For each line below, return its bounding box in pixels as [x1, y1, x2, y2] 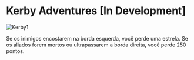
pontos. [6, 47, 25, 54]
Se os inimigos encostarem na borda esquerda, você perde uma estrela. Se [6, 35, 188, 42]
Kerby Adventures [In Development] [6, 4, 186, 18]
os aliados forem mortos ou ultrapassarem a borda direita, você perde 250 [6, 41, 186, 48]
